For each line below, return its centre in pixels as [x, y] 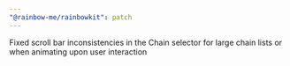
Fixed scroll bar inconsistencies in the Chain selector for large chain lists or [146, 42]
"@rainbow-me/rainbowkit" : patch [71, 17]
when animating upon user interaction [78, 51]
